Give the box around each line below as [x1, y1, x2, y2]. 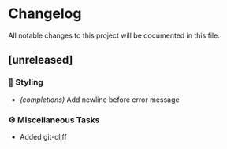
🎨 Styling [8, 77, 43, 88]
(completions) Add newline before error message [19, 95, 180, 104]
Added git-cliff [19, 132, 67, 141]
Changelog [8, 5, 82, 23]
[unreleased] [8, 53, 73, 67]
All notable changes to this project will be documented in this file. [8, 31, 221, 40]
